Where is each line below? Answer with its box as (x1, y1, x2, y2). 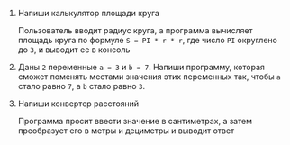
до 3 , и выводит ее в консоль (17, 44, 131, 55)
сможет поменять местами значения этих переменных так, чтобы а (17, 71, 281, 82)
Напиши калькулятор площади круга (17, 8, 160, 18)
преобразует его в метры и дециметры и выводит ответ (17, 125, 235, 136)
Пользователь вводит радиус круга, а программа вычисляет (17, 25, 254, 35)
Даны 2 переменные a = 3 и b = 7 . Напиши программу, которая (17, 62, 266, 72)
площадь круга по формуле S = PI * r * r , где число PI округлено (17, 35, 277, 45)
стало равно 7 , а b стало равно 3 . (17, 81, 146, 91)
